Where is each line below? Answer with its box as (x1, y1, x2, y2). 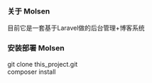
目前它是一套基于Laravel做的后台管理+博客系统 (7, 23, 146, 33)
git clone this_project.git (7, 60, 78, 68)
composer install (7, 67, 56, 76)
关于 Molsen (7, 6, 50, 16)
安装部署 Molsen (7, 43, 65, 53)
